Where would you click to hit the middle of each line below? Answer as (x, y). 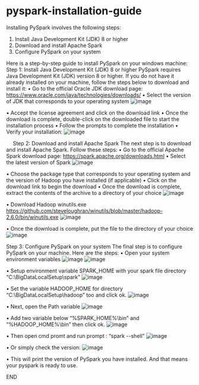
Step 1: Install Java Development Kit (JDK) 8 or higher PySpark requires (94, 69)
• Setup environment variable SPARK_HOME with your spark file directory (96, 271)
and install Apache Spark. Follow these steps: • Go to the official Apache (95, 150)
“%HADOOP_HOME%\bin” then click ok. (56, 324)
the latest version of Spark (39, 162)
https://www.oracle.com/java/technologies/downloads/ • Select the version (99, 95)
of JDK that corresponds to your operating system (68, 101)
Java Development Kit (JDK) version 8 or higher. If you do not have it (90, 76)
